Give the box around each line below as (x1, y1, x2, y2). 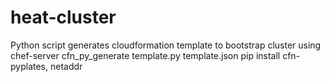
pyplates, (10, 60, 49, 72)
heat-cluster (10, 6, 117, 29)
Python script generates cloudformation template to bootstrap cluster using (10, 39, 322, 51)
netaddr (49, 60, 83, 72)
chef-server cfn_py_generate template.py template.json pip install (10, 49, 281, 61)
